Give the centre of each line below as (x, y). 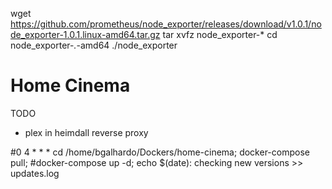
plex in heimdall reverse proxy (86, 132)
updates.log (35, 173)
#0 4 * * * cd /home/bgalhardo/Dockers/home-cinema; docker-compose (160, 152)
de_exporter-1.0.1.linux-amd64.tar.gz (85, 34)
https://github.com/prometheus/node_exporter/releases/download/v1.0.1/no (166, 24)
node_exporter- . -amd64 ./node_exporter (94, 45)
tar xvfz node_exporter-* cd (220, 34)
